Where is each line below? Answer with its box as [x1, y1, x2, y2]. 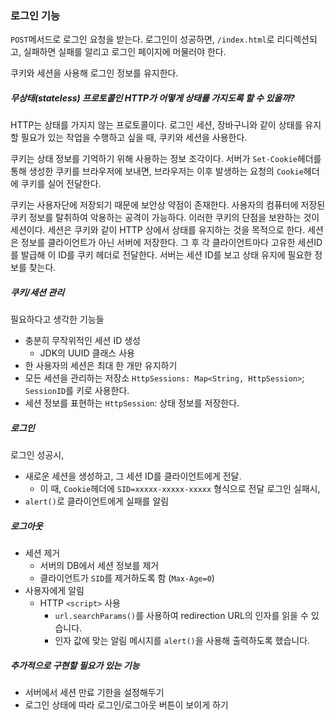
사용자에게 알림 [24, 585, 85, 597]
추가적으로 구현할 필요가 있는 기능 [10, 659, 140, 671]
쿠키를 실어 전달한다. [20, 178, 102, 190]
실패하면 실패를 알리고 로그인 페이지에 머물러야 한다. [23, 46, 227, 58]
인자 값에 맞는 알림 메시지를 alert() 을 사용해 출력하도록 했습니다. [54, 635, 311, 647]
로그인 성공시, [10, 449, 65, 461]
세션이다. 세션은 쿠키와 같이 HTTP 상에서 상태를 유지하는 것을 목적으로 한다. [10, 224, 306, 236]
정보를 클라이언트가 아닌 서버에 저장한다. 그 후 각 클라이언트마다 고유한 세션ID [20, 237, 323, 249]
